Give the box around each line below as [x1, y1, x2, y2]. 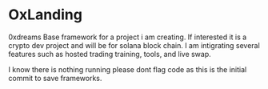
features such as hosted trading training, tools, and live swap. [8, 49, 212, 59]
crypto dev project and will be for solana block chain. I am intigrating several [8, 40, 260, 50]
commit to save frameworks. [8, 73, 102, 83]
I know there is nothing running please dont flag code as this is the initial [8, 64, 247, 74]
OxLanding [8, 6, 82, 24]
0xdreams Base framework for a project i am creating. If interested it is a [8, 32, 247, 42]
